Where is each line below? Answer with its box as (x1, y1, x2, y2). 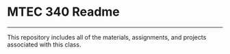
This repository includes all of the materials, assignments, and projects (7, 33, 207, 41)
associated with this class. (7, 40, 81, 49)
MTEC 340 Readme (7, 4, 120, 20)
